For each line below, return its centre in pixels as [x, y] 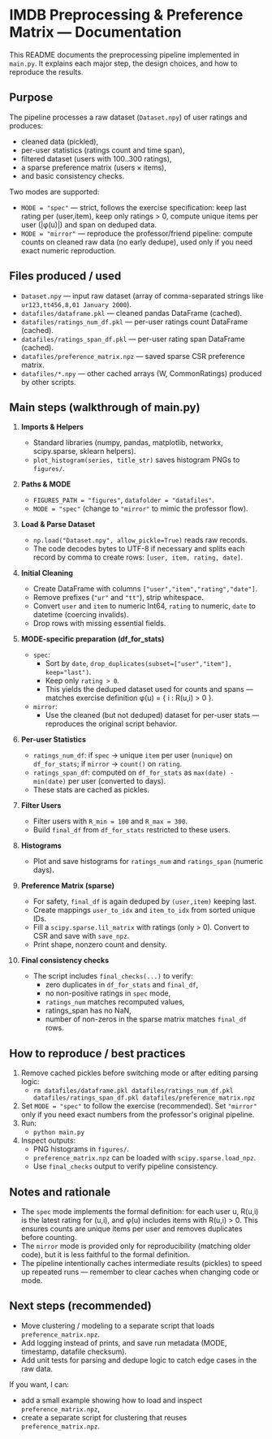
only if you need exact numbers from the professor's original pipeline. [138, 1115]
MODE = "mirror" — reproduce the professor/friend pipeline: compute [137, 233]
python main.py [58, 1133]
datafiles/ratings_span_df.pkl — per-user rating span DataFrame [133, 339]
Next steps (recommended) [81, 1306]
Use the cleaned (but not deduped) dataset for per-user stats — [152, 715]
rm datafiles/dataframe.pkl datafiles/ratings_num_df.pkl [133, 1091]
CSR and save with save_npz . [81, 936]
